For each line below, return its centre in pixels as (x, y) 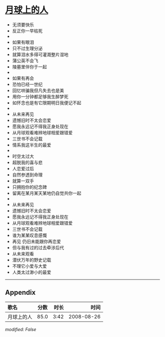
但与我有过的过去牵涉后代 (38, 247)
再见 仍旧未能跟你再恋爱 (37, 241)
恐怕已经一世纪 (27, 84)
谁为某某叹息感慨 (29, 235)
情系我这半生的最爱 (32, 145)
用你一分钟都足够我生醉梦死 (40, 96)
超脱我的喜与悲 (27, 162)
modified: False (21, 329)
